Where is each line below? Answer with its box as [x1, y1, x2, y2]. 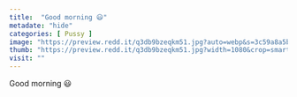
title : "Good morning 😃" [9, 12, 108, 22]
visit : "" [9, 54, 46, 63]
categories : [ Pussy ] [9, 29, 93, 38]
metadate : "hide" [9, 21, 73, 30]
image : [9, 37, 34, 47]
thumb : [9, 46, 34, 55]
